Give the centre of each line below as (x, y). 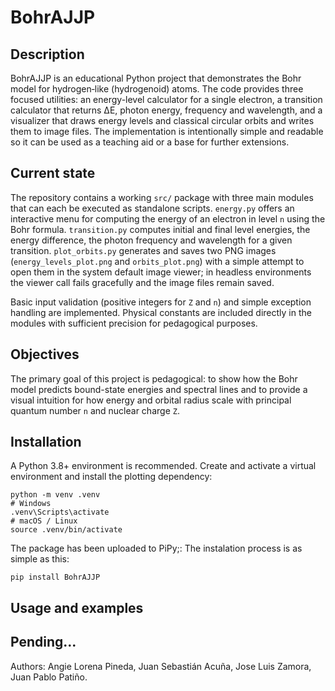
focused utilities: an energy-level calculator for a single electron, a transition (166, 99)
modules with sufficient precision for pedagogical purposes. (134, 323)
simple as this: (40, 559)
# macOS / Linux (44, 521)
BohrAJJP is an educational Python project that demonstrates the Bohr (156, 78)
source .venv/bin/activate (66, 530)
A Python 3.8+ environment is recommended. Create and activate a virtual (163, 466)
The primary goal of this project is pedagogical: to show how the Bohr (154, 378)
